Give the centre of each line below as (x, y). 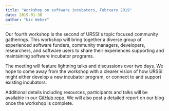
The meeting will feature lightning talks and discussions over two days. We (84, 66)
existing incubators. (26, 82)
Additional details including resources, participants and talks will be (77, 92)
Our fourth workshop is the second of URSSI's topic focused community (82, 34)
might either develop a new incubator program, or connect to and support (83, 77)
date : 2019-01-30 (24, 15)
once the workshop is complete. (39, 103)
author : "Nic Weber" (27, 20)
